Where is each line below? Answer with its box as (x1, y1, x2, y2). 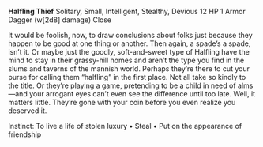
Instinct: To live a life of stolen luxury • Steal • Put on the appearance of (8, 122, 242, 130)
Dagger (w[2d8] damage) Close (8, 15, 112, 24)
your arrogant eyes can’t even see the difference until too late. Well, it (28, 89, 255, 98)
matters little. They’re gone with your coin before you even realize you (8, 98, 236, 107)
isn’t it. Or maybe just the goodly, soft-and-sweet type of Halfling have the (8, 47, 250, 56)
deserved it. (8, 106, 47, 115)
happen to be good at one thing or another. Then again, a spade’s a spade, (8, 39, 251, 48)
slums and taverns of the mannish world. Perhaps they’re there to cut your (8, 64, 250, 73)
